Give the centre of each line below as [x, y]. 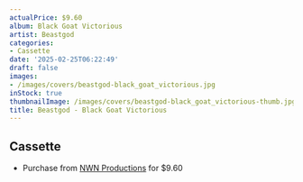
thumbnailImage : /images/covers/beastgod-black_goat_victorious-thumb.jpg [153, 101]
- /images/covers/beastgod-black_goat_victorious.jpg [113, 85]
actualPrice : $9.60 [46, 18]
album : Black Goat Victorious [66, 26]
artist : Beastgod [42, 34]
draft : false [34, 68]
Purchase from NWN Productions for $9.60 [102, 168]
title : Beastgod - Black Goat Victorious [88, 110]
